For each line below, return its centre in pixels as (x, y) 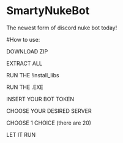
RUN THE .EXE (25, 87)
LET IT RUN (21, 134)
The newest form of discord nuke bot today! (62, 28)
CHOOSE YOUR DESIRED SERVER (49, 110)
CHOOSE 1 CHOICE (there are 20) (49, 123)
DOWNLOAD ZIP (27, 51)
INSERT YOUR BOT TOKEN (40, 99)
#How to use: (23, 39)
